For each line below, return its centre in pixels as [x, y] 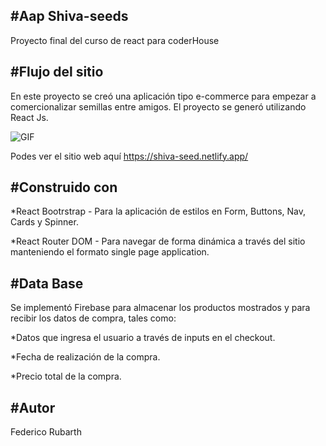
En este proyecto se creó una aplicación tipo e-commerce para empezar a [163, 96]
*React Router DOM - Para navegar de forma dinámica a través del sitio [158, 241]
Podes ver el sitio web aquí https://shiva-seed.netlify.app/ [129, 156]
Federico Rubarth [46, 432]
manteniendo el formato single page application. [110, 252]
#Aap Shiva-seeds [69, 16]
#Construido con [64, 187]
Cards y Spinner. [44, 222]
